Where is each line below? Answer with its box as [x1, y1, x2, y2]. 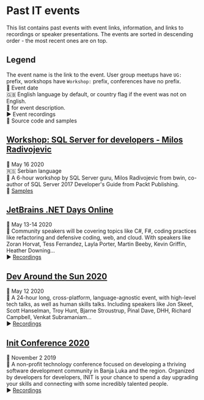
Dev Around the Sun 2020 [6, 271, 107, 282]
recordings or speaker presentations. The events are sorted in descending [6, 30, 194, 37]
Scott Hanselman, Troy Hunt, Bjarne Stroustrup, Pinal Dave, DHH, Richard [6, 307, 191, 314]
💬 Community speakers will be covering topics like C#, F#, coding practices [6, 227, 197, 235]
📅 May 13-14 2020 [6, 221, 53, 228]
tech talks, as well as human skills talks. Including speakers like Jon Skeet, [6, 301, 194, 308]
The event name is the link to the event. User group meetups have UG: [6, 71, 182, 78]
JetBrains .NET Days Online [6, 205, 114, 215]
